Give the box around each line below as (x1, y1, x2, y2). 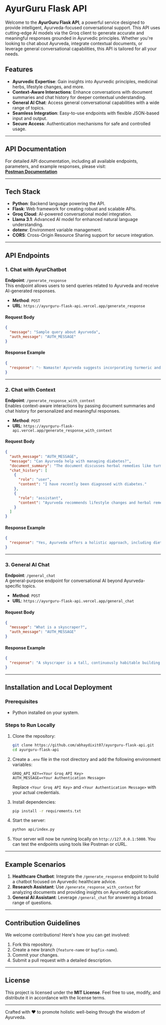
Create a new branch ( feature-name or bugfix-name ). (12, 947, 119, 953)
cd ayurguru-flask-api (12, 747, 59, 752)
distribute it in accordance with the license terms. (5, 994, 106, 1001)
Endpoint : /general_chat (5, 573, 56, 579)
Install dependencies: (12, 799, 56, 805)
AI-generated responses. (5, 288, 56, 294)
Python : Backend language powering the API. (12, 201, 105, 207)
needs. (5, 51, 19, 57)
